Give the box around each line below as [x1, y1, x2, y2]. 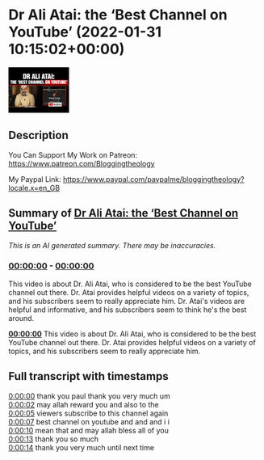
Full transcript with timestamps [8, 369, 169, 383]
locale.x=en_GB [8, 183, 61, 192]
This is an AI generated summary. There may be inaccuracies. [8, 240, 216, 250]
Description [8, 129, 69, 142]
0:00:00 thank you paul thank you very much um [8, 390, 171, 401]
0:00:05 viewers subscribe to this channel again [8, 408, 169, 418]
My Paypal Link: [8, 174, 62, 184]
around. [8, 313, 35, 323]
